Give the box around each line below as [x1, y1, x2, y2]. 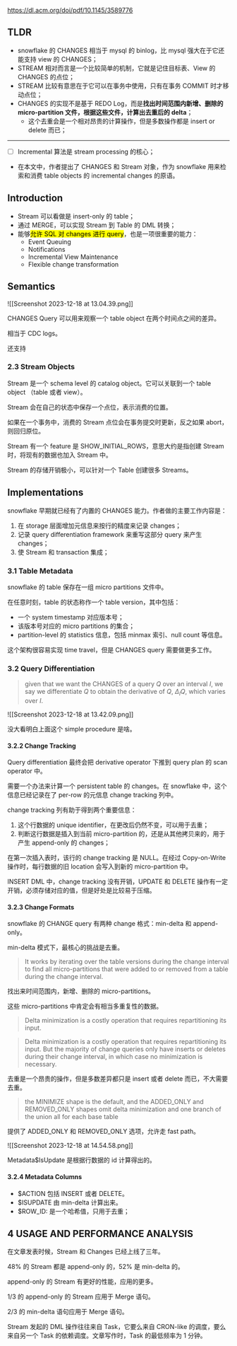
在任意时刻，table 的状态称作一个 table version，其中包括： [7, 598, 181, 606]
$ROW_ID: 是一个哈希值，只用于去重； [17, 1207, 130, 1215]
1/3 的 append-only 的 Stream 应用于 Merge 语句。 [7, 1292, 155, 1301]
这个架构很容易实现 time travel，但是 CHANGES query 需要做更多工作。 [7, 645, 216, 654]
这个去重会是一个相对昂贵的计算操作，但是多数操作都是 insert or [28, 117, 215, 125]
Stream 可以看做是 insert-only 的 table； [17, 211, 135, 220]
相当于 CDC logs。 [7, 329, 62, 337]
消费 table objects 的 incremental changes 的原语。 [30, 171, 179, 180]
